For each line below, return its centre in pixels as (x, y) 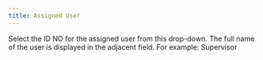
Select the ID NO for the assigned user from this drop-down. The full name (131, 38)
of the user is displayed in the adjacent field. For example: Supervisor (123, 47)
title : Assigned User (45, 16)
